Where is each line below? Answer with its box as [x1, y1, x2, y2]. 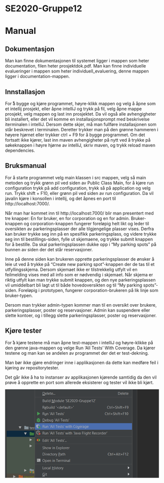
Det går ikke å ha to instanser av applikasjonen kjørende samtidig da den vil [5, 374, 157, 380]
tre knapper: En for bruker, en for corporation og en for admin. [5, 215, 130, 221]
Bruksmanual [5, 162, 46, 170]
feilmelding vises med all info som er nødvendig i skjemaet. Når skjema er [5, 271, 153, 277]
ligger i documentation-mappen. [5, 73, 70, 79]
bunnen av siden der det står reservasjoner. [5, 246, 93, 252]
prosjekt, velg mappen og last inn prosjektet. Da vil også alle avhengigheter [5, 111, 156, 117]
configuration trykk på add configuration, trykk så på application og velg [5, 185, 151, 191]
